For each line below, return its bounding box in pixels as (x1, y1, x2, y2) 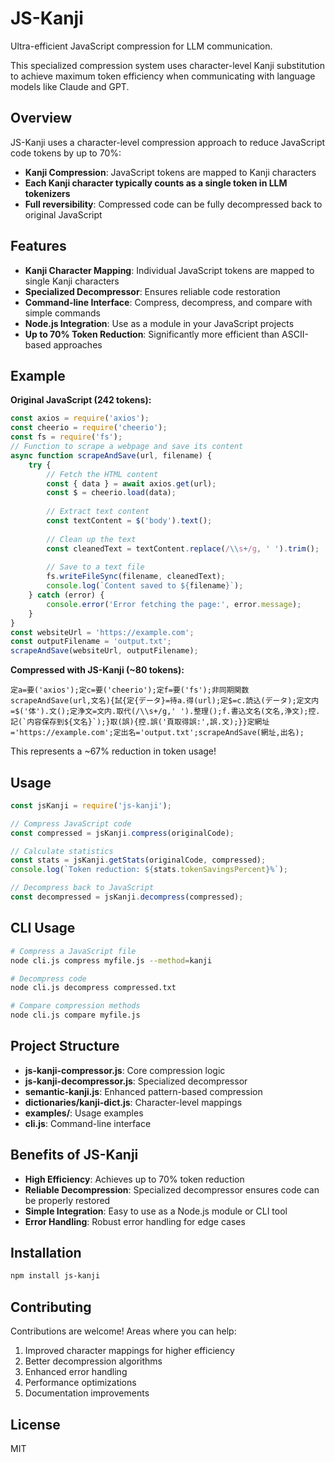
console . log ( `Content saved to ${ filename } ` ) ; (46, 581, 244, 591)
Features (10, 238, 67, 255)
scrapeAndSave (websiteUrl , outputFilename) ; (10, 646, 199, 656)
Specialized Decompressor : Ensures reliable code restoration (24, 285, 281, 297)
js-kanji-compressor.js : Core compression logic (24, 1064, 226, 1076)
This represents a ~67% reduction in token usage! (10, 745, 217, 757)
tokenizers (24, 187, 71, 199)
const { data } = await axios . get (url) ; (46, 478, 217, 489)
